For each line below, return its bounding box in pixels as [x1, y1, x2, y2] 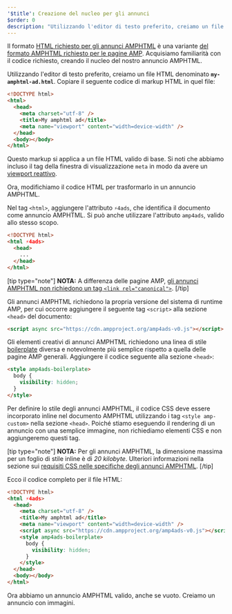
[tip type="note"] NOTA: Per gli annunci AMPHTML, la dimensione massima [7, 447, 223, 455]
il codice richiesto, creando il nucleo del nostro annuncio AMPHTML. [7, 57, 202, 65]
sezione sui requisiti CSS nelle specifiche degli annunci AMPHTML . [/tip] [7, 462, 214, 470]
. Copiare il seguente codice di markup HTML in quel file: [53, 78, 215, 86]
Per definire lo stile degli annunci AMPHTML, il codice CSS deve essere [7, 404, 211, 413]
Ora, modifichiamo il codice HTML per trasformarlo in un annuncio [7, 183, 196, 191]
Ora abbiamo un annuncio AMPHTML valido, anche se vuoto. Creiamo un [7, 591, 215, 599]
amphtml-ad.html [7, 79, 54, 86]
